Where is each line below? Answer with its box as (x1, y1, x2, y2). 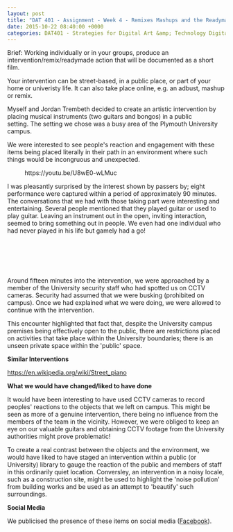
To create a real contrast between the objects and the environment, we (7, 446, 210, 454)
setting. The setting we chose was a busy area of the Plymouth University (7, 119, 218, 128)
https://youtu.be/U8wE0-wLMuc (24, 169, 117, 177)
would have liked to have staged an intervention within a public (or (7, 453, 197, 462)
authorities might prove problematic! (7, 432, 111, 441)
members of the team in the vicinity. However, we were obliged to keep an (7, 417, 219, 426)
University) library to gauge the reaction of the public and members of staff (7, 460, 222, 469)
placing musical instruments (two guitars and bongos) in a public (7, 113, 192, 121)
